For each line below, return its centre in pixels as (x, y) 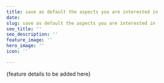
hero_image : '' (25, 46)
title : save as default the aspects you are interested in (82, 12)
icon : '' (17, 51)
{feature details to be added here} (48, 74)
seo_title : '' (24, 29)
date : (13, 18)
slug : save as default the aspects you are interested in (81, 23)
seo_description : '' (32, 35)
